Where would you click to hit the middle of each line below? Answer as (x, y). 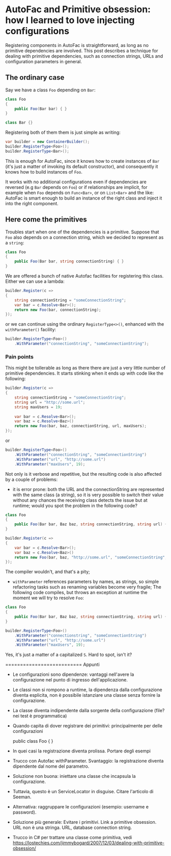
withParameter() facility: (31, 330)
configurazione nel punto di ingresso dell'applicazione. (70, 680)
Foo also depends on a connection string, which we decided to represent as (84, 237)
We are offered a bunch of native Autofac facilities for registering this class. (84, 276)
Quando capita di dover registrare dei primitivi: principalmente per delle (88, 726)
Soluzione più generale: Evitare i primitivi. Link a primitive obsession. (84, 822)
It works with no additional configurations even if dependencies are (76, 182)
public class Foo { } (33, 741)
